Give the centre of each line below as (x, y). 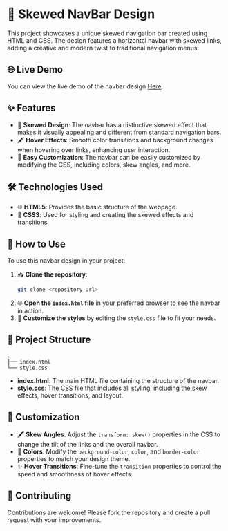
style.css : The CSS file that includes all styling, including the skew (112, 388)
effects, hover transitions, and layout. (70, 395)
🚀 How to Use (36, 244)
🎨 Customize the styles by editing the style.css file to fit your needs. (116, 318)
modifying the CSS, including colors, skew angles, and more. (104, 165)
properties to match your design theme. (74, 458)
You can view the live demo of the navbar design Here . (85, 86)
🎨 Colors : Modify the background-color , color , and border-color (108, 451)
